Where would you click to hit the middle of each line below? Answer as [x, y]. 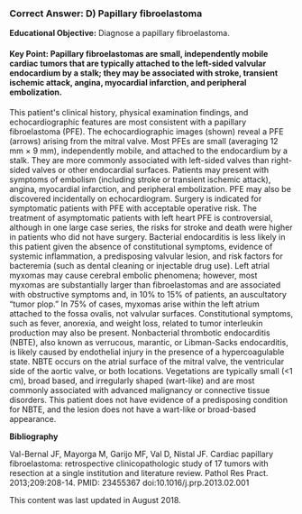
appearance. [33, 418]
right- [282, 160]
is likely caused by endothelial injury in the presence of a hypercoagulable [147, 352]
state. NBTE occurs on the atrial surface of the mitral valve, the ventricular [147, 361]
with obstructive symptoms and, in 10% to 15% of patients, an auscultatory [148, 294]
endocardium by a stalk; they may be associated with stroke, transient [144, 73]
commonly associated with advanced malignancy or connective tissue [140, 390]
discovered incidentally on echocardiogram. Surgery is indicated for [136, 198]
